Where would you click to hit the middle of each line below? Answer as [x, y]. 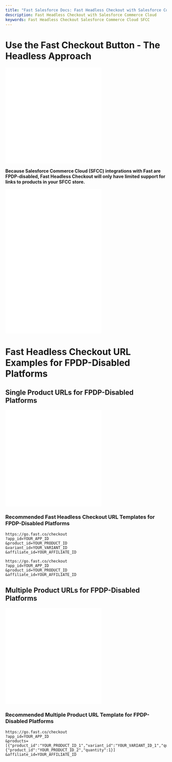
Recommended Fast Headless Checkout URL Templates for [80, 517]
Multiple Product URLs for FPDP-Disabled [72, 590]
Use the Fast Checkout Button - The [83, 45]
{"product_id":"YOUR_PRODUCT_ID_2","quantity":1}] [60, 750]
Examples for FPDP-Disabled [68, 363]
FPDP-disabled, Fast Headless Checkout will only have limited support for [85, 176]
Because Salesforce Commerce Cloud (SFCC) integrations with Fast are [83, 171]
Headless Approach [48, 56]
